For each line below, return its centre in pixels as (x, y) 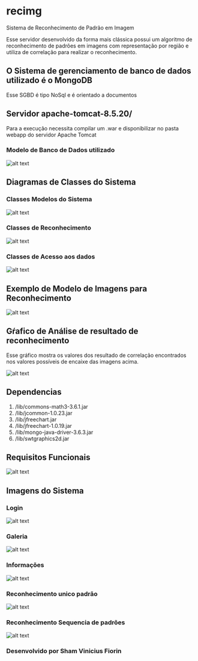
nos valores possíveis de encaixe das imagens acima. (73, 361)
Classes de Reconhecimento (49, 228)
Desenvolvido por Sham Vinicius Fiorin (64, 651)
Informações (25, 565)
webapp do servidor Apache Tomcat (52, 135)
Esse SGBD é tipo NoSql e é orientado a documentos (71, 95)
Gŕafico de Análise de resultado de (72, 331)
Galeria (17, 536)
